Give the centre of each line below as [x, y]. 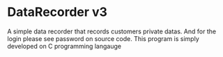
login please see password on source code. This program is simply [103, 38]
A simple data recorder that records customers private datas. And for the [112, 31]
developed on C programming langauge [64, 46]
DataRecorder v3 [57, 12]
